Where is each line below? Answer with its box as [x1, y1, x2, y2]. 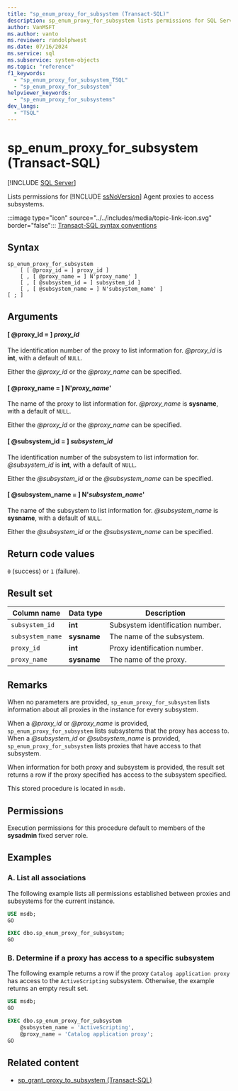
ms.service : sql [7, 50, 55, 57]
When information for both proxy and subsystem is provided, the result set [7, 763, 225, 772]
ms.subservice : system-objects [7, 57, 100, 64]
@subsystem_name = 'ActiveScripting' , [20, 1024, 135, 1031]
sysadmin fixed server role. [7, 831, 89, 839]
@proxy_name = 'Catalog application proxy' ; [20, 1030, 154, 1038]
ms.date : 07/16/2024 [7, 43, 69, 50]
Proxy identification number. [109, 643, 204, 653]
